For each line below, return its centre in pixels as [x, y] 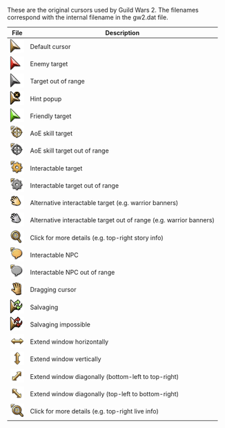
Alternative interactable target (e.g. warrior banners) [104, 203]
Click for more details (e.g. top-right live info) [95, 411]
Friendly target [51, 116]
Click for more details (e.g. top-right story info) [97, 237]
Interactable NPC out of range [72, 272]
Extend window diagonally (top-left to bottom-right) [105, 393]
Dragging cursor [53, 290]
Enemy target [49, 64]
